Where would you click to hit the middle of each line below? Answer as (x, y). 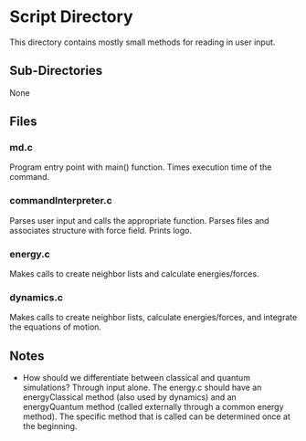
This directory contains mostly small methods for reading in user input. (142, 42)
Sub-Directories (56, 71)
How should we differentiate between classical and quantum (137, 378)
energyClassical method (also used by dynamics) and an (130, 397)
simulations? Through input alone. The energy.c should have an (142, 388)
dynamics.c (37, 297)
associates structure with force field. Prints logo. (100, 230)
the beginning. (50, 426)
